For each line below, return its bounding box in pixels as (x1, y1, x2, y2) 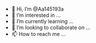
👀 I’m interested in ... (11, 12, 61, 19)
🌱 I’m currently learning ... (11, 18, 74, 24)
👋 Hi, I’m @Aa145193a (11, 6, 64, 12)
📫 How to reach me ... (11, 31, 66, 37)
